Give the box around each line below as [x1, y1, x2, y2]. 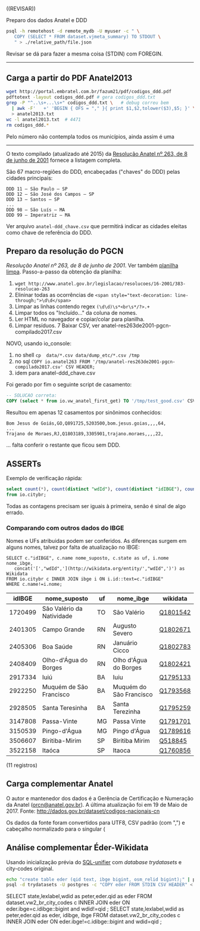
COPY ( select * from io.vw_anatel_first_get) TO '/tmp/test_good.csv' [6, 398, 185, 404]
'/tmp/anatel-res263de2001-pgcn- [92, 359, 176, 365]
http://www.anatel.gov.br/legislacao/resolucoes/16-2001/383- [28, 281, 186, 287]
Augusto [112, 621, 137, 629]
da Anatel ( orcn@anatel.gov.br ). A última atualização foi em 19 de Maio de [6, 801, 187, 808]
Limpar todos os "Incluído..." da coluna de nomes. [14, 309, 137, 317]
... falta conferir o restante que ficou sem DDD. [6, 441, 121, 448]
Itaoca [112, 746, 131, 754]
